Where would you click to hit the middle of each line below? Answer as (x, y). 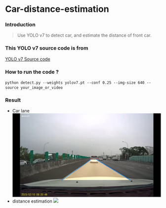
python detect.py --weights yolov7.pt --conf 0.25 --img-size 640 (75, 83)
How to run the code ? (32, 72)
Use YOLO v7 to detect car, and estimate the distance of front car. (84, 35)
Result (13, 100)
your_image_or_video (42, 88)
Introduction (20, 25)
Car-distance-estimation (57, 9)
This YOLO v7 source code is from (47, 48)
